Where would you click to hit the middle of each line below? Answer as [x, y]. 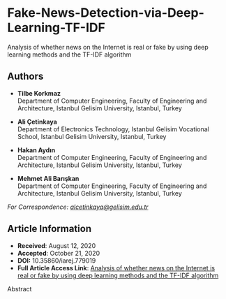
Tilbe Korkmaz [39, 93]
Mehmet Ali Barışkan [48, 178]
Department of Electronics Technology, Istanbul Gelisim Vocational [113, 129]
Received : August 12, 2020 [56, 245]
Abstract [20, 289]
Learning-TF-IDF [56, 28]
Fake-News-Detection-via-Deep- [106, 13]
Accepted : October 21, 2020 [59, 253]
